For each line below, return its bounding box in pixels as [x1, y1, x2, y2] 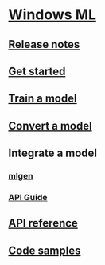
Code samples [8, 243, 81, 257]
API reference [8, 216, 78, 230]
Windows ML [8, 6, 97, 24]
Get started [8, 64, 66, 78]
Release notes [8, 38, 80, 51]
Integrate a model [8, 147, 98, 160]
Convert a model [8, 118, 93, 133]
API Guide [8, 191, 48, 203]
